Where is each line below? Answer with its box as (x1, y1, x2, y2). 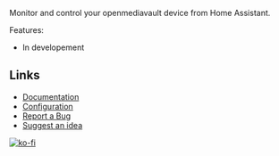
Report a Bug (21, 111, 72, 121)
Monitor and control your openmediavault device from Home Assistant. (9, 8, 271, 18)
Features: (9, 25, 45, 35)
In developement (21, 42, 85, 53)
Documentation (21, 91, 80, 102)
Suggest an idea (21, 119, 83, 130)
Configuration (21, 101, 73, 111)
